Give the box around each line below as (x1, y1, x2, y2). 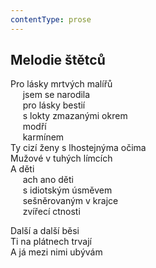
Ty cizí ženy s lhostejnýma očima (10, 142, 147, 154)
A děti (10, 163, 35, 175)
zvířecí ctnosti (22, 206, 81, 218)
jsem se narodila (22, 89, 91, 101)
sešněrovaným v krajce (22, 195, 119, 207)
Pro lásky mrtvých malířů (10, 78, 113, 90)
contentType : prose (10, 14, 92, 25)
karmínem (22, 131, 65, 143)
